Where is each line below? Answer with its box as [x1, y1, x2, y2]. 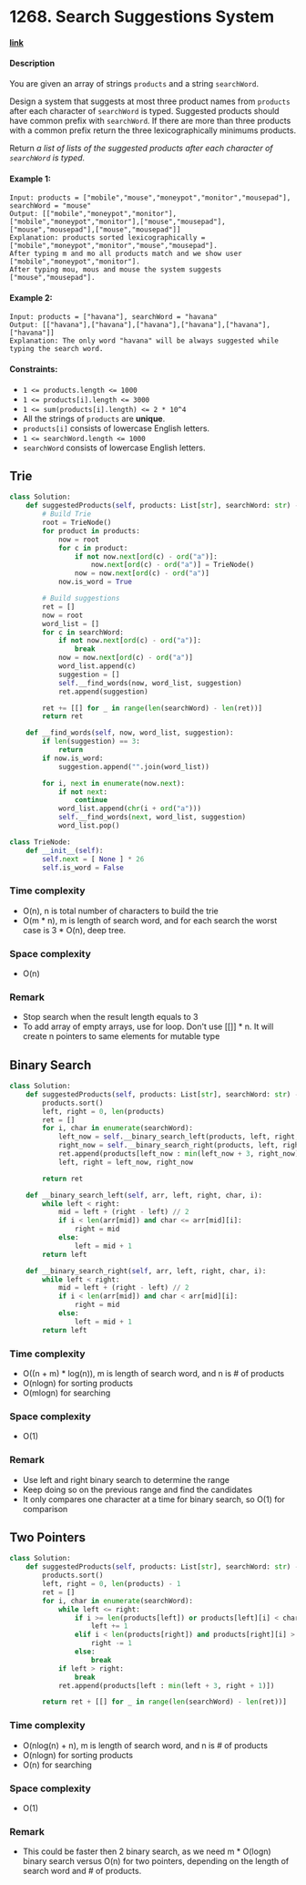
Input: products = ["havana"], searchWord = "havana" [9, 313, 219, 322]
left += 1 [90, 1622, 128, 1631]
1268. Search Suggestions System [9, 6, 275, 27]
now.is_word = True [57, 577, 132, 587]
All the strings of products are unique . [22, 413, 166, 424]
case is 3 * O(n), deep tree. [22, 924, 127, 935]
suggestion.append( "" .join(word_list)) [57, 762, 209, 771]
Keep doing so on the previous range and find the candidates [22, 1484, 253, 1495]
